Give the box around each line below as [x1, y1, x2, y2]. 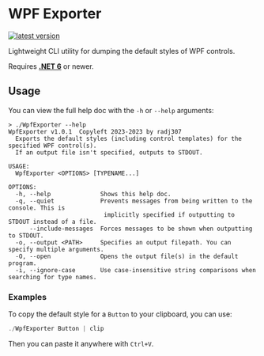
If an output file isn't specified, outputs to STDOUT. [15, 148, 203, 157]
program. [8, 259, 37, 267]
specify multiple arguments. [8, 245, 104, 253]
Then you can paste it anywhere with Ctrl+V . [8, 339, 154, 348]
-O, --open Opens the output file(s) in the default [15, 252, 239, 260]
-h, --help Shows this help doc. [15, 190, 172, 198]
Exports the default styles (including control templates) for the [15, 134, 243, 142]
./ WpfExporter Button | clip [8, 325, 104, 333]
